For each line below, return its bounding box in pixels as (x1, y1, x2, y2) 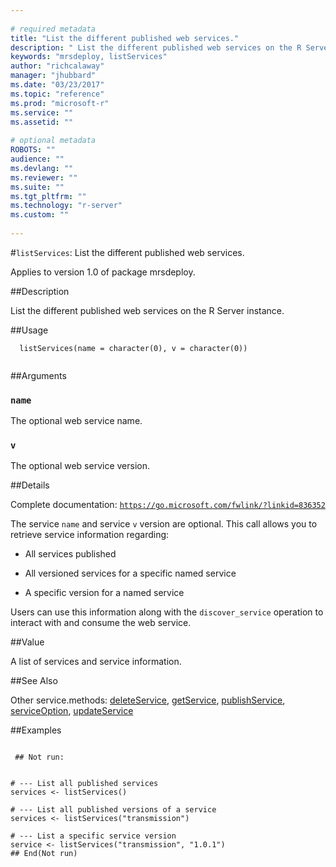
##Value (10, 636, 45, 648)
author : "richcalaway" (10, 61, 105, 71)
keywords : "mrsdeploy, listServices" (10, 52, 168, 62)
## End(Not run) (10, 849, 78, 859)
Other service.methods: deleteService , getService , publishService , (10, 694, 286, 706)
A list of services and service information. (10, 656, 182, 668)
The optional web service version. (10, 460, 150, 472)
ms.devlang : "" (10, 163, 74, 173)
